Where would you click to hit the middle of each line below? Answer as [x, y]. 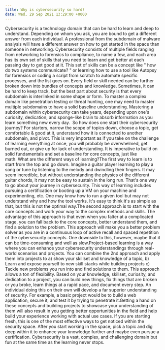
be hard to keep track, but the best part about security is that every [73, 91]
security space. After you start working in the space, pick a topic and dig [79, 326]
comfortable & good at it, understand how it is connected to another [74, 133]
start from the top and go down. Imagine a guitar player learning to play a [79, 164]
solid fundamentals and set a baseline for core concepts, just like [71, 154]
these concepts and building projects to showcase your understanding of [79, 305]
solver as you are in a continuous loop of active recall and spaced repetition [82, 232]
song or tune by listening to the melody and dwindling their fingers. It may [80, 169]
